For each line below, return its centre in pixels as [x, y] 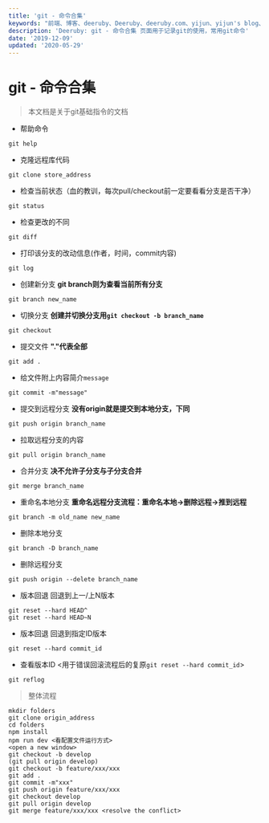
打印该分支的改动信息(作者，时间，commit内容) [98, 253]
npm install [28, 732]
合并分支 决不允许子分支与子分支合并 [81, 471]
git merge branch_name [46, 487]
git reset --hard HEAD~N [50, 618]
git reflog [26, 680]
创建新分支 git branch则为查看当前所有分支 [91, 284]
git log [21, 269]
